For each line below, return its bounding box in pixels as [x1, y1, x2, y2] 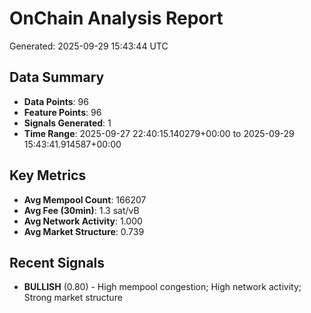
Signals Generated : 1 [23, 117, 112, 129]
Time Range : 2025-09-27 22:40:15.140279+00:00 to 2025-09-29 [23, 127, 295, 139]
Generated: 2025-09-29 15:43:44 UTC [9, 40, 169, 52]
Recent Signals [9, 254, 106, 271]
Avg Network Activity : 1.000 [23, 215, 143, 227]
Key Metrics [9, 167, 87, 184]
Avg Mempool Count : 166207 [23, 193, 147, 206]
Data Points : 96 [23, 95, 89, 107]
